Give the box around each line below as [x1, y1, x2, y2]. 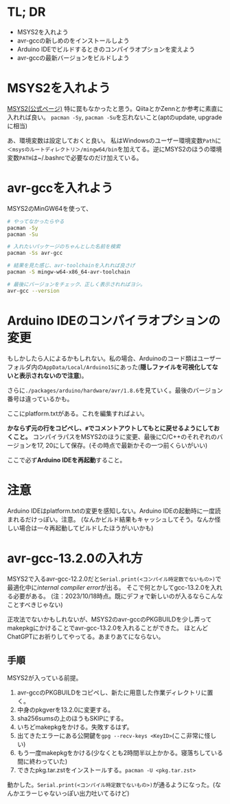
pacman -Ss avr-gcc [7, 249, 63, 257]
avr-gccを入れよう [7, 181, 113, 196]
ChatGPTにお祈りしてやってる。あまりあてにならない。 [7, 632, 165, 641]
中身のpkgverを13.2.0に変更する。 [16, 705, 115, 714]
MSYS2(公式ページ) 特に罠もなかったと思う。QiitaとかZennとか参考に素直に [7, 104, 224, 112]
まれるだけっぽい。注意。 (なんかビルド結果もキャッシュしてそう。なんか [7, 515, 215, 524]
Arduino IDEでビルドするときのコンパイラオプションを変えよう [16, 45, 196, 53]
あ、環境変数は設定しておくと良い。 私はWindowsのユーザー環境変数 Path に [7, 136, 222, 145]
